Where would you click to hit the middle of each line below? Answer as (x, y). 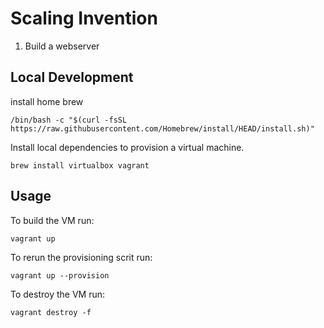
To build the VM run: (52, 220)
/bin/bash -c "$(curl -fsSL (69, 120)
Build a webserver (62, 46)
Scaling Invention (84, 18)
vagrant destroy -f (51, 312)
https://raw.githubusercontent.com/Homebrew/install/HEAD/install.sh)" (162, 128)
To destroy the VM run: (57, 294)
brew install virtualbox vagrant (80, 165)
